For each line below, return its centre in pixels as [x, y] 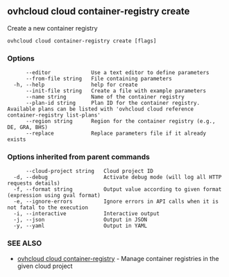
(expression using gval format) [54, 196]
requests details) [34, 183]
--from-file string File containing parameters [99, 79]
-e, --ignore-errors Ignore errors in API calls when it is [116, 202]
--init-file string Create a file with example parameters [116, 91]
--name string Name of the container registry [105, 97]
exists [17, 140]
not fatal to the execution [48, 208]
